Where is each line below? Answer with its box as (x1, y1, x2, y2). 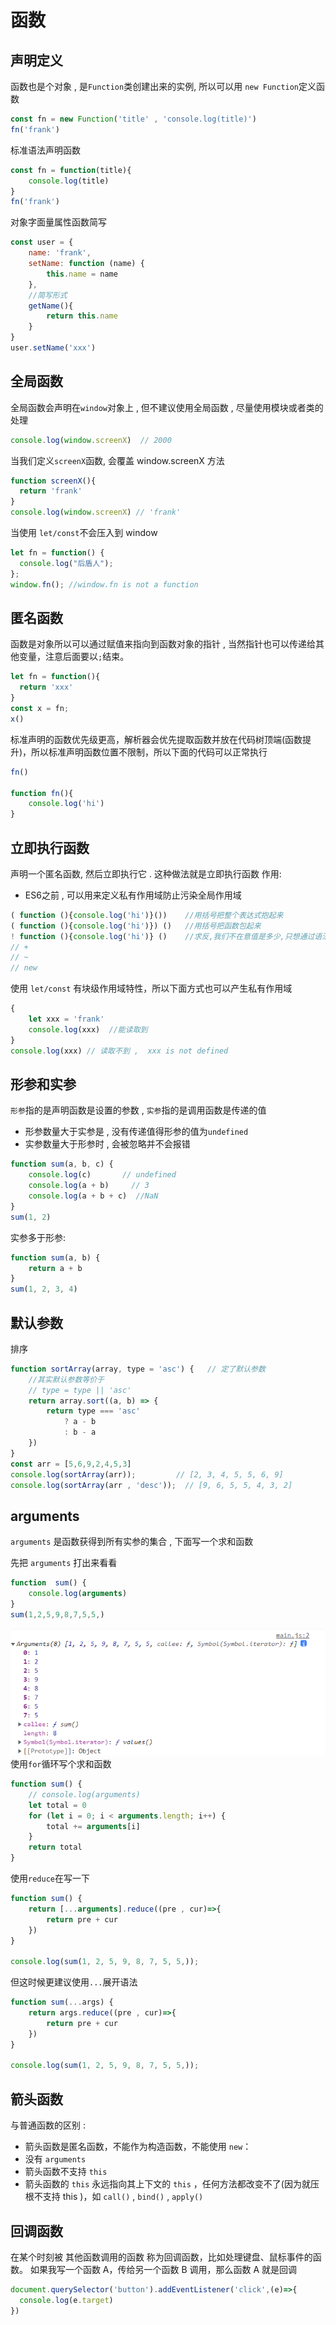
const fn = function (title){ (10, 165, 132, 175)
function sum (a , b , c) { (10, 1159, 114, 1170)
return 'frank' (19, 486, 83, 496)
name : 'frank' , (28, 248, 92, 258)
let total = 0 (28, 1800, 87, 1810)
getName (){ (28, 301, 74, 311)
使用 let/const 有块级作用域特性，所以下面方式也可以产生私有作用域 (10, 982, 293, 995)
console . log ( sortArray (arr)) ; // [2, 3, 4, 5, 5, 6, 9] (10, 1469, 284, 1480)
